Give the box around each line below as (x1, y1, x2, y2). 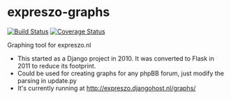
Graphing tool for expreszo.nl (7, 40, 91, 49)
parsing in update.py (17, 76, 77, 84)
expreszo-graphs (7, 4, 110, 20)
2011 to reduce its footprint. (17, 61, 96, 70)
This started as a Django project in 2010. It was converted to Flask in (17, 54, 214, 63)
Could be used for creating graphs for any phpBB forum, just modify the (17, 69, 225, 77)
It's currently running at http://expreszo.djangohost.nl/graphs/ (17, 84, 196, 92)
